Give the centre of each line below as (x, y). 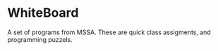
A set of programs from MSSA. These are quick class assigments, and (109, 32)
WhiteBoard (43, 13)
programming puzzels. (40, 39)
